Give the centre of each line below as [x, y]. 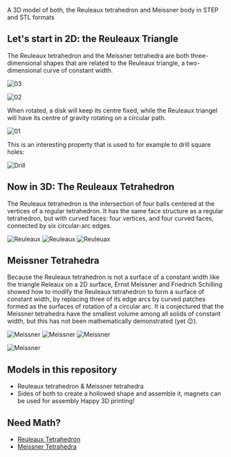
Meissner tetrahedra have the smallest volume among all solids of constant [114, 314]
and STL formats [31, 17]
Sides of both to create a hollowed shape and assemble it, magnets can [119, 393]
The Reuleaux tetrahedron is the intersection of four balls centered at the [111, 204]
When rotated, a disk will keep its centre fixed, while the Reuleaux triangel [112, 110]
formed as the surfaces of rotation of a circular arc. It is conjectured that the [115, 307]
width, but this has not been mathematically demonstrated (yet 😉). [103, 321]
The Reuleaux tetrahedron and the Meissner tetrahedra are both [98, 55]
